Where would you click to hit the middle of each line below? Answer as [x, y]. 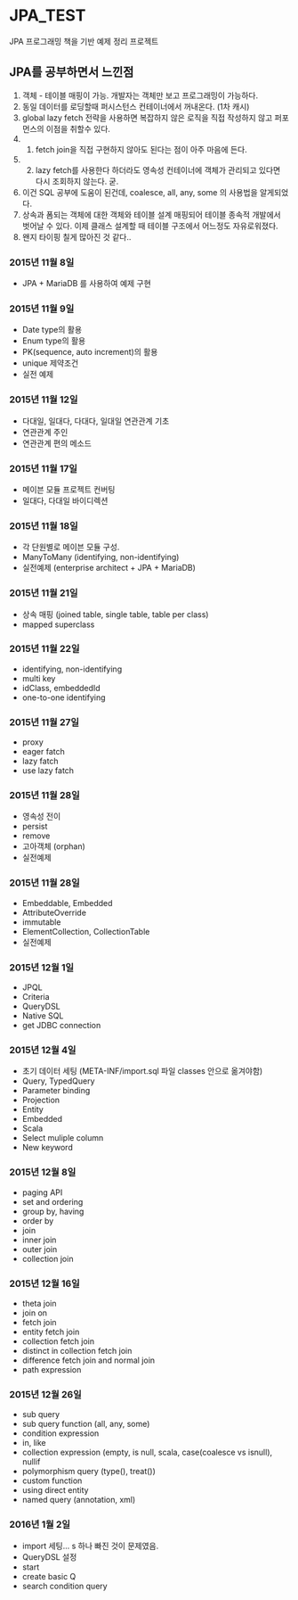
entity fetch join [51, 1332]
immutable [41, 922]
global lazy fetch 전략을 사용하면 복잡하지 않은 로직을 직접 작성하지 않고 [147, 118]
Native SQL [43, 1016]
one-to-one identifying [64, 697]
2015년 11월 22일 [44, 649]
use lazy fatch [48, 771]
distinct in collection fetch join [77, 1350]
